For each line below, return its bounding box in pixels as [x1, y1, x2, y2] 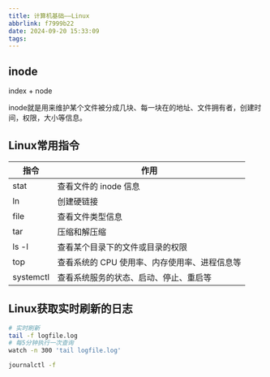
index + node [8, 86, 53, 96]
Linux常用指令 [8, 139, 79, 152]
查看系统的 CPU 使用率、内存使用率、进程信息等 [57, 256, 242, 268]
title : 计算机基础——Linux [8, 11, 90, 20]
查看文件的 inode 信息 [57, 180, 140, 191]
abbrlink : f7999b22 [8, 19, 75, 28]
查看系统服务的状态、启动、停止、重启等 [57, 272, 212, 283]
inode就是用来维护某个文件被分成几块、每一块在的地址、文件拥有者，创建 [8, 103, 255, 113]
